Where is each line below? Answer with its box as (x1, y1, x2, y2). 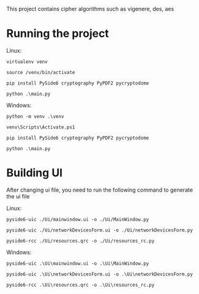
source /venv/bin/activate (6, 69, 75, 75)
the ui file (6, 192, 30, 200)
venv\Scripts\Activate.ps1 (6, 124, 75, 130)
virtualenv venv (6, 58, 48, 65)
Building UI (6, 166, 63, 180)
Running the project (6, 27, 109, 40)
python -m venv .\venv (6, 113, 64, 119)
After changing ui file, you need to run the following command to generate (6, 186, 193, 194)
